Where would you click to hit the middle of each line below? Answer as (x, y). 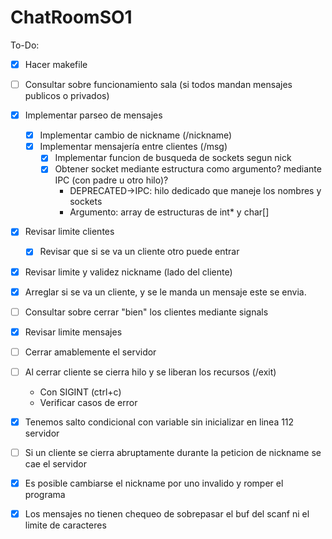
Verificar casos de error (88, 402)
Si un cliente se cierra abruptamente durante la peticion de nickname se (173, 452)
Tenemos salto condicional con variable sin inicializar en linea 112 (159, 422)
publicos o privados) (67, 96)
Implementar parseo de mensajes (93, 115)
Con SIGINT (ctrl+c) (80, 392)
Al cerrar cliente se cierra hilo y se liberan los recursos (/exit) (150, 372)
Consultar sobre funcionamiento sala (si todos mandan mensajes (158, 84)
